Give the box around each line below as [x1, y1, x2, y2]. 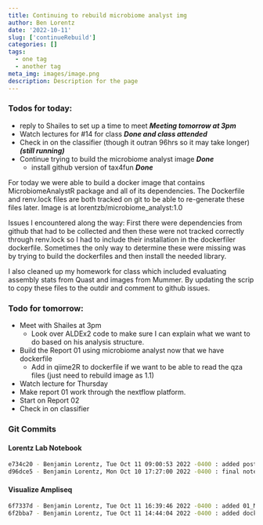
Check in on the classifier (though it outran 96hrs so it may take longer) [19, 137, 250, 147]
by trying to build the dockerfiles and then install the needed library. [8, 251, 227, 261]
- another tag [15, 63, 61, 71]
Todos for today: [8, 103, 73, 114]
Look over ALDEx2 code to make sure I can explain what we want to [31, 329, 250, 338]
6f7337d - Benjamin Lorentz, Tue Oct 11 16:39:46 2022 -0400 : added [8, 502, 240, 510]
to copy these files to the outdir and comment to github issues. [8, 283, 211, 293]
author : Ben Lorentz [8, 19, 76, 27]
